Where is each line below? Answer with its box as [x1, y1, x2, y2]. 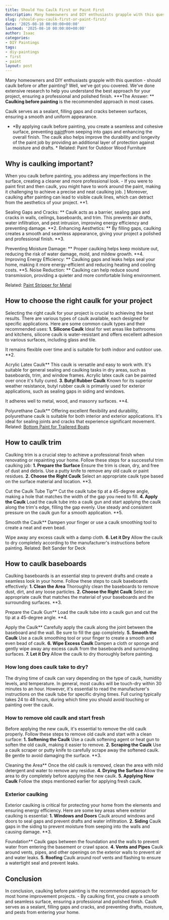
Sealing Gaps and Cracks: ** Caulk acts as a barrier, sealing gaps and [5, 209, 150, 215]
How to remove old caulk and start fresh [5, 714, 105, 721]
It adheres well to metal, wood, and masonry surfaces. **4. [5, 398, 129, 404]
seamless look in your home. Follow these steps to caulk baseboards [5, 578, 148, 584]
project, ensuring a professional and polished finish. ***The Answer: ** [5, 94, 154, 100]
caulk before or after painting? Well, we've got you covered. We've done [5, 82, 155, 88]
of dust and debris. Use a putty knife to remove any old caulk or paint [5, 468, 149, 474]
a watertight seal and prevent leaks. [5, 860, 79, 866]
